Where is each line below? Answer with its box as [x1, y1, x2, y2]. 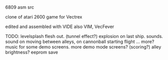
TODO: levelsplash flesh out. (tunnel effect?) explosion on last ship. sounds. [5, 33, 163, 39]
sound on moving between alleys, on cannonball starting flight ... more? [5, 38, 154, 44]
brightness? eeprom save [5, 49, 58, 55]
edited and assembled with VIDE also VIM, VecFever [5, 23, 114, 29]
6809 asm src [5, 4, 34, 10]
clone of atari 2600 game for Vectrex [5, 14, 82, 19]
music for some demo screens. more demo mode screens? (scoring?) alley [5, 44, 161, 49]
